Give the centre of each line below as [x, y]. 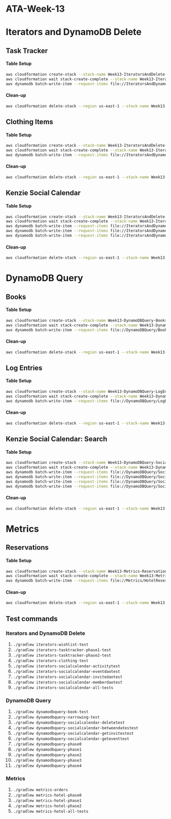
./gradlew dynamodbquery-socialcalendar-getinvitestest [73, 734]
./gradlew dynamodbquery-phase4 [47, 766]
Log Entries [24, 368]
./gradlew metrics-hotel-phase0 [47, 795]
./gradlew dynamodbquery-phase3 [47, 761]
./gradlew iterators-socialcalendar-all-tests [63, 688]
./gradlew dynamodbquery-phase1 [47, 750]
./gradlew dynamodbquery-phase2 [47, 755]
